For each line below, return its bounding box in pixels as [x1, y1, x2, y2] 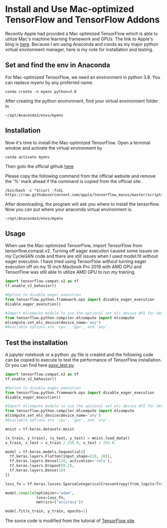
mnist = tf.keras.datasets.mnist [5, 426, 75, 432]
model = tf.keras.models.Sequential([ [5, 449, 85, 454]
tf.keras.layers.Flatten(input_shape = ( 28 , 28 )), [9, 454, 112, 459]
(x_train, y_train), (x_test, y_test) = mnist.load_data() [5, 435, 130, 441]
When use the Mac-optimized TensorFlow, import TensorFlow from [5, 243, 143, 249]
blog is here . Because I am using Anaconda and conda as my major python [5, 41, 159, 47]
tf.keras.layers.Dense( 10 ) [9, 468, 66, 473]
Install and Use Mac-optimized [5, 3, 134, 15]
